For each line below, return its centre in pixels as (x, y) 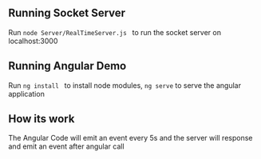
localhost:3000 (33, 41)
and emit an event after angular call (67, 146)
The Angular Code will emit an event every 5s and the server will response (130, 138)
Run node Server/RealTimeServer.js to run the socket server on (115, 32)
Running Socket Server (67, 13)
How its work (42, 119)
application (27, 93)
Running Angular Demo (67, 66)
